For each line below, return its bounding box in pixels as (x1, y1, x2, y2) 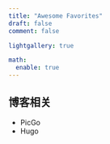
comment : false (8, 27, 60, 35)
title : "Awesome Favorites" (8, 11, 104, 20)
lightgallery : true (8, 41, 74, 49)
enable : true (15, 64, 60, 72)
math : (8, 56, 27, 65)
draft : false (8, 19, 53, 28)
